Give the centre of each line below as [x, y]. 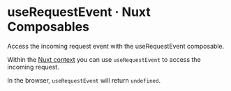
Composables [48, 27]
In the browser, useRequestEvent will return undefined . [84, 80]
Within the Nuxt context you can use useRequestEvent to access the [104, 59]
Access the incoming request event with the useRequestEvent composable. [116, 46]
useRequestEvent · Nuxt [79, 12]
